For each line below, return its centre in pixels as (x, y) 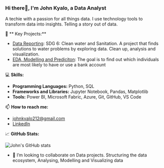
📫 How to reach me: (27, 107)
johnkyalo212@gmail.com (39, 118)
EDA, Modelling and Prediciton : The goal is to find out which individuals (85, 59)
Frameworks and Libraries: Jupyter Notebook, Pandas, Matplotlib (80, 91)
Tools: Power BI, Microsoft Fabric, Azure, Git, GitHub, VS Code (77, 97)
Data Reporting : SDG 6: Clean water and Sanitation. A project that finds (85, 43)
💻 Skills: (14, 75)
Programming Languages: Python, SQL (53, 86)
